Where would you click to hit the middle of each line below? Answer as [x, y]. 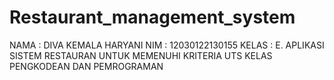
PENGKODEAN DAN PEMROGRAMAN [86, 66]
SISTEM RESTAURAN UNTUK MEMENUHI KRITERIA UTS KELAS [141, 55]
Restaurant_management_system [152, 17]
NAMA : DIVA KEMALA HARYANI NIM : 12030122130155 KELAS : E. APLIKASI [167, 45]
